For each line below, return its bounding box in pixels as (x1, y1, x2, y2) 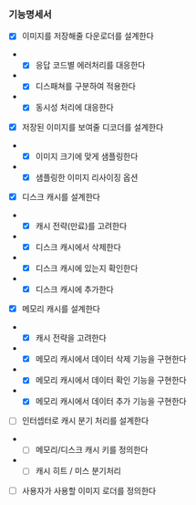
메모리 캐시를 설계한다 (21, 303, 101, 314)
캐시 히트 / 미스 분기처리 (35, 466, 122, 477)
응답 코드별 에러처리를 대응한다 (35, 59, 146, 70)
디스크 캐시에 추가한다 (35, 283, 115, 294)
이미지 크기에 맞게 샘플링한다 (35, 151, 139, 162)
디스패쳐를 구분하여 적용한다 (35, 80, 136, 92)
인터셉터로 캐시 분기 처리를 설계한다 (21, 416, 150, 426)
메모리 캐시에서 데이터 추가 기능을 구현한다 (35, 395, 187, 407)
